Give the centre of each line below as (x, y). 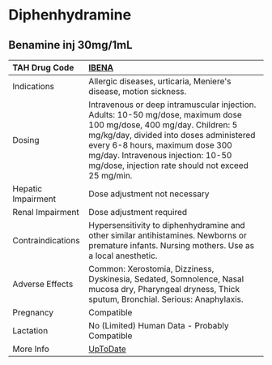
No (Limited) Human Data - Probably (159, 326)
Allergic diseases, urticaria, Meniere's (160, 81)
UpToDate (108, 349)
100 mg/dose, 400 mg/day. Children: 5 (163, 125)
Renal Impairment (46, 212)
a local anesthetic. (123, 255)
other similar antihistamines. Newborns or (168, 235)
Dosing (26, 140)
